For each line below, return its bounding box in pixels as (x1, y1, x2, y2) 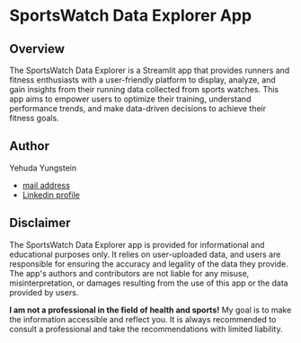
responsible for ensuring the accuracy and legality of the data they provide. (9, 258, 289, 269)
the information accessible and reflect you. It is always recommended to (9, 313, 277, 324)
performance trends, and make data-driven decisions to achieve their (9, 103, 267, 113)
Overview (9, 41, 66, 57)
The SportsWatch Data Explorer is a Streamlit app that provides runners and (9, 65, 290, 75)
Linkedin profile (22, 189, 81, 200)
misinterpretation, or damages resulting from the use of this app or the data (9, 277, 289, 288)
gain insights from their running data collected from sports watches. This (9, 84, 279, 94)
